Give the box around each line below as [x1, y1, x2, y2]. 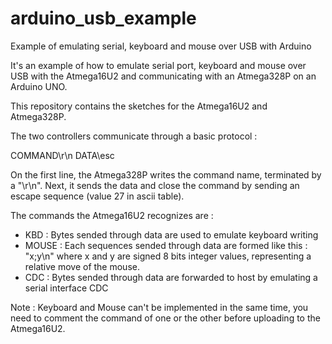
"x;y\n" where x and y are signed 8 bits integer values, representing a [24, 250, 312, 262]
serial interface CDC [24, 282, 109, 294]
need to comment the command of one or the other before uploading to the [10, 312, 321, 324]
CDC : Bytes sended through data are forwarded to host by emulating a [24, 271, 318, 283]
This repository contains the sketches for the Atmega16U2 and [10, 100, 268, 112]
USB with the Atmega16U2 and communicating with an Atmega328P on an [10, 70, 317, 82]
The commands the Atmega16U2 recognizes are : [10, 209, 214, 221]
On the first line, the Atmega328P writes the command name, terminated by [10, 168, 322, 181]
